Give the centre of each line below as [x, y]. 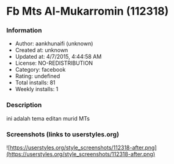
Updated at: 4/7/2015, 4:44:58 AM [58, 57]
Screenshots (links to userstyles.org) [63, 134]
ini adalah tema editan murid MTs [48, 118]
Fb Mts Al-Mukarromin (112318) [88, 11]
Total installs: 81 [35, 83]
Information [24, 31]
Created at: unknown [42, 50]
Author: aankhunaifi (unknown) [54, 43]
